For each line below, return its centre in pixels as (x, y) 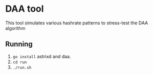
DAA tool (25, 9)
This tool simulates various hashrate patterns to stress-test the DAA (77, 23)
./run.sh (22, 67)
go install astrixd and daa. (42, 56)
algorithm (15, 28)
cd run (20, 62)
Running (19, 44)
